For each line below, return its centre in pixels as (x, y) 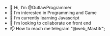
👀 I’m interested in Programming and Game (53, 13)
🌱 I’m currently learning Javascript (44, 18)
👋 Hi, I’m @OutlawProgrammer (41, 8)
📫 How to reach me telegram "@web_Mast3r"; (57, 28)
